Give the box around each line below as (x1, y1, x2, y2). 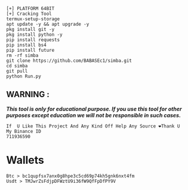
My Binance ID (6, 128, 42, 134)
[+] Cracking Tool (6, 11, 52, 17)
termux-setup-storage (6, 16, 60, 22)
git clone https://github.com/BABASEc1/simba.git (6, 58, 132, 64)
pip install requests (6, 37, 60, 43)
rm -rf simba (6, 52, 39, 58)
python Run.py (6, 73, 42, 79)
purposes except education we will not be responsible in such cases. (6, 111, 181, 119)
